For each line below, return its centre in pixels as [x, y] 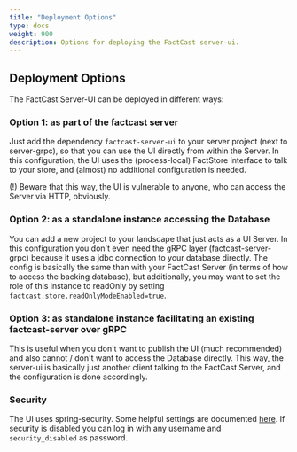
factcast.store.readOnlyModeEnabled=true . [88, 295]
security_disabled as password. [69, 438]
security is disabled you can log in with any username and [115, 429]
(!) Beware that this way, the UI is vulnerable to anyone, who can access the [148, 187]
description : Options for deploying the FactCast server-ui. [125, 42]
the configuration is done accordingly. [78, 377]
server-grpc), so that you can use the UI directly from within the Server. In [144, 151]
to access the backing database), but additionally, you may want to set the [145, 277]
